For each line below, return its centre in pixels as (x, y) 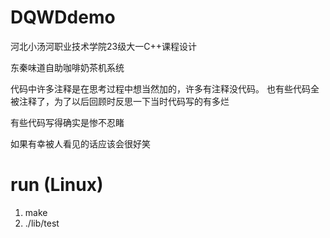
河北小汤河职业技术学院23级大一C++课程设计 (103, 46)
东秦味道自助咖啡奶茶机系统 (67, 67)
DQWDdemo (63, 17)
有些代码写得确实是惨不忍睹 (67, 122)
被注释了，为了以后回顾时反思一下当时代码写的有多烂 (120, 101)
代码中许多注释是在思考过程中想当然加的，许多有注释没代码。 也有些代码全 (165, 88)
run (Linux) (57, 185)
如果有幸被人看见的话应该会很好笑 (80, 143)
